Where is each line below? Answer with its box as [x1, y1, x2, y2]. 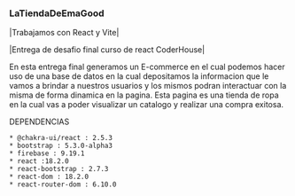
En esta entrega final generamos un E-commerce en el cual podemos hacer [9, 61, 285, 73]
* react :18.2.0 [9, 157, 69, 166]
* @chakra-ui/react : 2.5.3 [9, 134, 113, 143]
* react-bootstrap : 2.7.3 [9, 165, 109, 174]
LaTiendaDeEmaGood [9, 7, 105, 20]
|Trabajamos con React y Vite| [9, 27, 120, 38]
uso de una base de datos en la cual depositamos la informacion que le [9, 71, 269, 82]
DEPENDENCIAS [9, 116, 70, 127]
